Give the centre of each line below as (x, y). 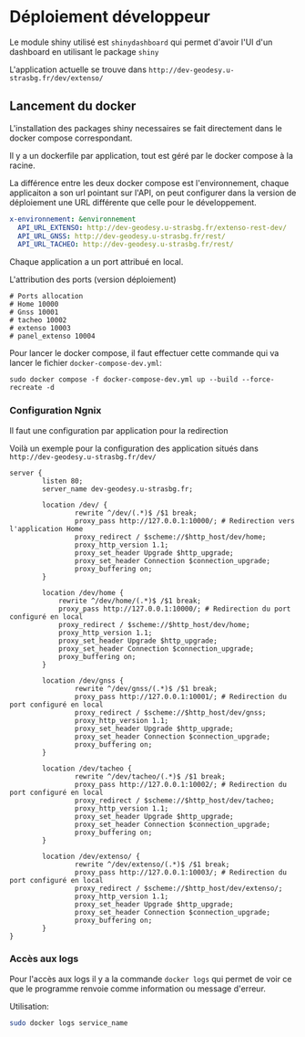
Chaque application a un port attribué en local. (97, 262)
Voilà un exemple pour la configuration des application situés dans (134, 448)
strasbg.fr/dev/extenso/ (56, 78)
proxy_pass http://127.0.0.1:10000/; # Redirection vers (185, 521)
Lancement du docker (73, 106)
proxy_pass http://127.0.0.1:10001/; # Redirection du (180, 697)
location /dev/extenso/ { (91, 856)
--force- (258, 380)
